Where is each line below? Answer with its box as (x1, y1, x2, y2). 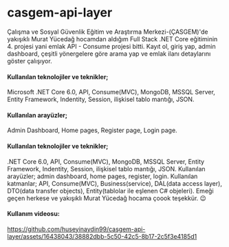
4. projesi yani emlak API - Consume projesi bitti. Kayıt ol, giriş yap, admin (7, 42, 216, 50)
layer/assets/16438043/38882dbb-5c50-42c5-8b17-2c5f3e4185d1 (7, 232, 197, 240)
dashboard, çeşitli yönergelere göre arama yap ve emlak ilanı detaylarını (7, 50, 211, 58)
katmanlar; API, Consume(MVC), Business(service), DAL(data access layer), (7, 179, 222, 187)
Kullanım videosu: (7, 210, 60, 218)
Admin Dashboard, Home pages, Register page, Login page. (7, 126, 177, 135)
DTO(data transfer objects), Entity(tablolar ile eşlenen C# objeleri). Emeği (7, 186, 215, 195)
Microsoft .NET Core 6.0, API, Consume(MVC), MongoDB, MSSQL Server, (7, 88, 215, 96)
